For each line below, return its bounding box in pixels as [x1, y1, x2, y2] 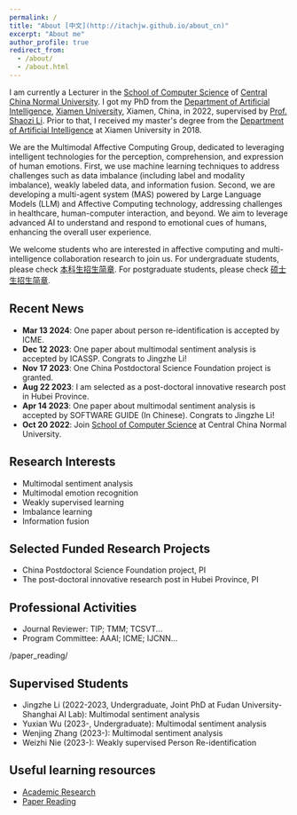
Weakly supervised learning [21, 496, 124, 507]
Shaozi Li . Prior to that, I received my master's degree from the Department [9, 115, 285, 125]
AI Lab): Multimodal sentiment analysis [59, 708, 200, 719]
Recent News [9, 301, 84, 316]
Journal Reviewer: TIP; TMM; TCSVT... [21, 623, 163, 635]
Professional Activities [9, 600, 137, 615]
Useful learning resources [9, 763, 157, 778]
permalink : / [9, 12, 58, 22]
